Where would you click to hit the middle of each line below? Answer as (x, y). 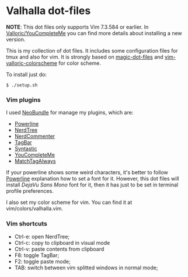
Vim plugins (23, 99)
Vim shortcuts (27, 224)
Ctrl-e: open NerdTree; (42, 236)
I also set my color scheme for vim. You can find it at (69, 202)
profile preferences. (30, 191)
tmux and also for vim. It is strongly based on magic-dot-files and (85, 57)
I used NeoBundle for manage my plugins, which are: (70, 113)
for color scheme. (79, 63)
